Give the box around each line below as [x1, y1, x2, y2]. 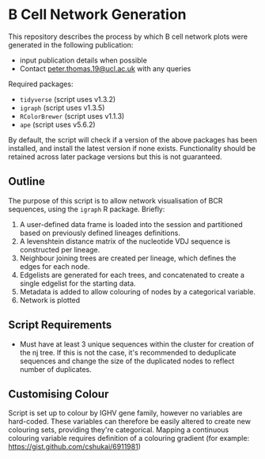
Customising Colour [8, 387, 109, 400]
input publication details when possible [19, 55, 148, 65]
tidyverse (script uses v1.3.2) [19, 94, 116, 104]
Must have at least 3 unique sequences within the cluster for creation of [19, 339, 255, 349]
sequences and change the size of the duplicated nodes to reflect [19, 356, 235, 366]
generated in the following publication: [8, 40, 134, 49]
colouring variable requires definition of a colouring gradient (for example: [8, 434, 250, 443]
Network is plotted [19, 295, 81, 305]
